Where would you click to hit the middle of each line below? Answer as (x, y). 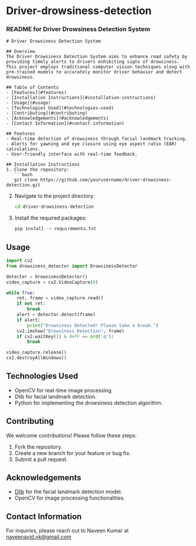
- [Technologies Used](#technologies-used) (60, 108)
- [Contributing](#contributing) (47, 113)
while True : (21, 293)
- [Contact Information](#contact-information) (65, 124)
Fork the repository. (38, 447)
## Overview (21, 52)
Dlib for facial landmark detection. (55, 396)
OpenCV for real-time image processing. (64, 390)
